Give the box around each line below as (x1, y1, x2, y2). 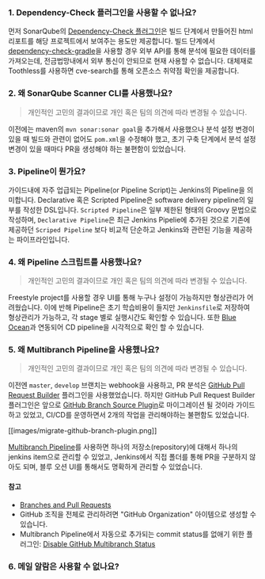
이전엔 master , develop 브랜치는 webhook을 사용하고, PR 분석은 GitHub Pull (8, 380, 245, 390)
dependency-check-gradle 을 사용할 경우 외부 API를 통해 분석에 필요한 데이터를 (8, 46, 256, 56)
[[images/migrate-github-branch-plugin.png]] (8, 426, 157, 436)
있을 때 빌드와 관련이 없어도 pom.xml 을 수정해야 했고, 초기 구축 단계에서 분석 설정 (8, 134, 256, 143)
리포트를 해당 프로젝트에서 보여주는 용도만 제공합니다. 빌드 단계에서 (8, 36, 215, 46)
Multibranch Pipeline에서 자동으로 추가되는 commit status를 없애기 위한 (19, 529, 245, 539)
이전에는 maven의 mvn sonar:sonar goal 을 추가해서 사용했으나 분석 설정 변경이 (8, 124, 256, 134)
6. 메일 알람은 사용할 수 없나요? (8, 561, 120, 572)
